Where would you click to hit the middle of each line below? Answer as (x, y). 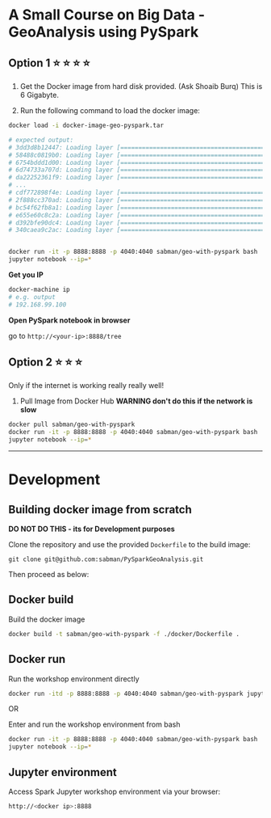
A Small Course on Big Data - (107, 15)
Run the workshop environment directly (74, 679)
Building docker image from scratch (100, 510)
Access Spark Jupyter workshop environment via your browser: (114, 791)
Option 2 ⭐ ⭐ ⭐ (46, 363)
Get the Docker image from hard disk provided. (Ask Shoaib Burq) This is (141, 86)
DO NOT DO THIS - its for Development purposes (92, 529)
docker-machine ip (39, 289)
